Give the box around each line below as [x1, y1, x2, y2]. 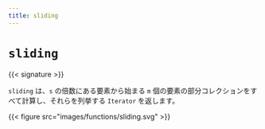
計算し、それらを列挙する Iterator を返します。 [21, 96, 180, 105]
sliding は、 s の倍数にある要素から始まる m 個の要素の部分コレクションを [8, 85, 251, 96]
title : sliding [8, 11, 59, 20]
